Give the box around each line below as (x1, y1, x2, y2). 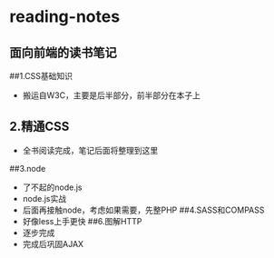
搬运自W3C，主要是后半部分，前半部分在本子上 (22, 90, 201, 101)
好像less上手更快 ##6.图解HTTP (22, 215, 142, 226)
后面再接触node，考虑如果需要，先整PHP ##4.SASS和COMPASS (22, 204, 265, 215)
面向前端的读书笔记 (9, 45, 117, 60)
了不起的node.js (22, 182, 83, 193)
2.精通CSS (9, 119, 70, 134)
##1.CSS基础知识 (9, 71, 73, 81)
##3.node (9, 163, 46, 174)
